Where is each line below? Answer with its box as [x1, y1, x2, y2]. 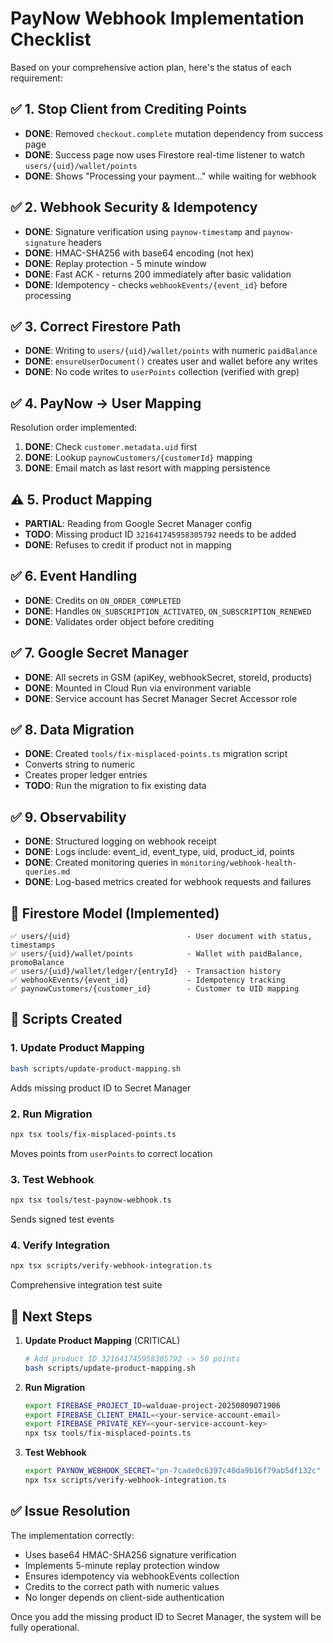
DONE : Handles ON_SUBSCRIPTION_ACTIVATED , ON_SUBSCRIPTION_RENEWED [24, 605, 312, 617]
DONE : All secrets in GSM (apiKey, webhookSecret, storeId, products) [24, 671, 313, 683]
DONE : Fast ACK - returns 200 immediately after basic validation [24, 268, 292, 280]
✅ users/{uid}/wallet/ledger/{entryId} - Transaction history [10, 967, 282, 977]
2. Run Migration [10, 1107, 93, 1121]
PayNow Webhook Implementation [10, 7, 305, 30]
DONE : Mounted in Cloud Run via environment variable [24, 682, 252, 694]
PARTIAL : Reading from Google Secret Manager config [24, 518, 253, 529]
